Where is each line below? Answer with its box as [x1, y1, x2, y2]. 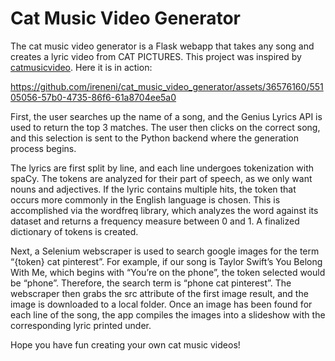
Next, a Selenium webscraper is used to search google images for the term [10, 245, 320, 257]
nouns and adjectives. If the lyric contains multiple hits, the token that [10, 183, 297, 195]
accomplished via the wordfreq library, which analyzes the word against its [10, 204, 319, 216]
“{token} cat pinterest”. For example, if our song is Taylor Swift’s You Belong [10, 255, 323, 267]
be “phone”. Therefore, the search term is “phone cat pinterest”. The [10, 277, 292, 289]
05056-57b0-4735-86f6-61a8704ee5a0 [10, 91, 177, 103]
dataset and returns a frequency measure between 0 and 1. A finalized [10, 215, 300, 227]
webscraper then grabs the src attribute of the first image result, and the [10, 287, 309, 299]
